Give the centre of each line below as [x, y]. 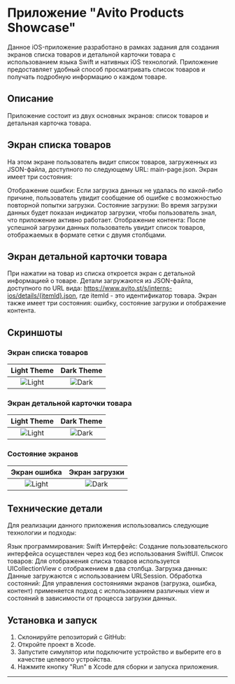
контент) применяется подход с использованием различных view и [108, 591]
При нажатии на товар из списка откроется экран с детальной [101, 273]
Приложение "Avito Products [95, 13]
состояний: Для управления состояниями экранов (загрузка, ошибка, [112, 583]
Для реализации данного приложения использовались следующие [108, 525]
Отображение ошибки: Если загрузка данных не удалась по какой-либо [115, 190]
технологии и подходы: [42, 533]
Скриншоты [35, 332]
